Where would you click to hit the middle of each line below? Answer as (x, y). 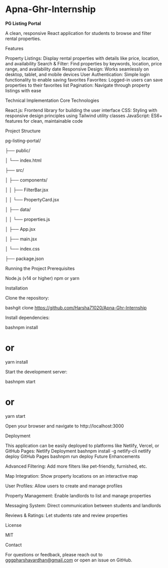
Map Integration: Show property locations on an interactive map (71, 476)
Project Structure (23, 131)
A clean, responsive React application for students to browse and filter (78, 33)
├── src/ (15, 170)
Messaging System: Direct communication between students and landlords (83, 505)
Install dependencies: (27, 317)
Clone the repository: (27, 298)
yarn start (15, 416)
